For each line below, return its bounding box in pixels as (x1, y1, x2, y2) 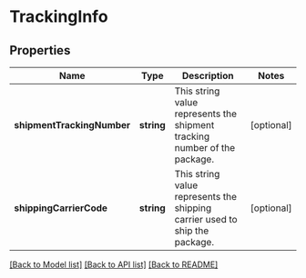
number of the (174, 142, 236, 154)
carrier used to (174, 213, 239, 225)
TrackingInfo (9, 6, 108, 27)
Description (181, 70, 234, 82)
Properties (9, 43, 71, 58)
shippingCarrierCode (14, 202, 107, 214)
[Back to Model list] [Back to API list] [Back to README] (9, 259, 219, 270)
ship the (174, 224, 209, 237)
